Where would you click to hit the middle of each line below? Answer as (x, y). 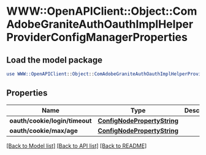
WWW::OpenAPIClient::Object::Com (102, 11)
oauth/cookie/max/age (44, 130)
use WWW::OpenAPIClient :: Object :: (51, 74)
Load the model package (55, 60)
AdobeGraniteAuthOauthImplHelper (100, 24)
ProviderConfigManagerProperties (97, 37)
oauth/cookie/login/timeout (51, 121)
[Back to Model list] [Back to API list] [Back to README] (77, 146)
